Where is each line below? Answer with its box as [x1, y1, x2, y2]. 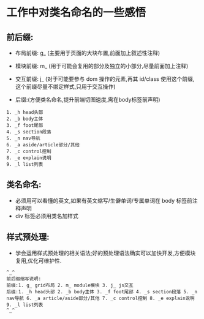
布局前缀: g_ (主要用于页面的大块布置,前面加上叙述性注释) [15, 50, 161, 56]
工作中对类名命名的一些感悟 [6, 6, 146, 20]
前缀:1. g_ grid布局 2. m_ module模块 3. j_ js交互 [6, 282, 134, 288]
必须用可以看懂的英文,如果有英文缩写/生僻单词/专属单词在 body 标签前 [15, 197, 193, 204]
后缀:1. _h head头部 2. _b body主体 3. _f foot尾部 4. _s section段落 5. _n [6, 288, 198, 295]
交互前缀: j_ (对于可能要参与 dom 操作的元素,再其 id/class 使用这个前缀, [15, 75, 195, 83]
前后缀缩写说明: [6, 276, 42, 282]
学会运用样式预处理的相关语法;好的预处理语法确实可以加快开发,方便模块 [15, 249, 196, 257]
